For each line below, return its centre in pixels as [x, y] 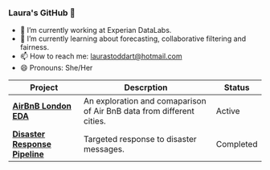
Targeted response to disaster [140, 140]
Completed [237, 144]
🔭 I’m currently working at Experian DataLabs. [96, 30]
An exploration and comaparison [145, 101]
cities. [94, 121]
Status [237, 87]
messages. [104, 149]
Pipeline [28, 154]
